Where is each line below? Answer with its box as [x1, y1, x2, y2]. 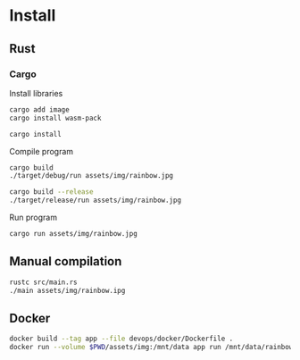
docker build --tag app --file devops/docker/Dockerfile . [9, 334, 234, 344]
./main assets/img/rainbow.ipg [9, 286, 126, 295]
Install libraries [9, 88, 63, 98]
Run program [9, 212, 58, 222]
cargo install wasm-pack [9, 113, 102, 122]
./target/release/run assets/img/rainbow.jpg [9, 196, 181, 205]
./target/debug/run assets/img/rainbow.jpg [9, 172, 174, 180]
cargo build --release [9, 188, 94, 197]
